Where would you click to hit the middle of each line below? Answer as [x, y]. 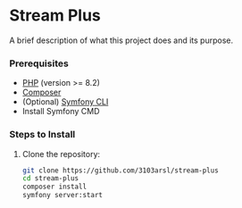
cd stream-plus [50, 179]
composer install [54, 187]
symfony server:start [62, 196]
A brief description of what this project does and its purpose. [121, 40]
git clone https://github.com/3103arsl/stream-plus [120, 171]
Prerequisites [39, 63]
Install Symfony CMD [61, 112]
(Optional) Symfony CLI [65, 102]
